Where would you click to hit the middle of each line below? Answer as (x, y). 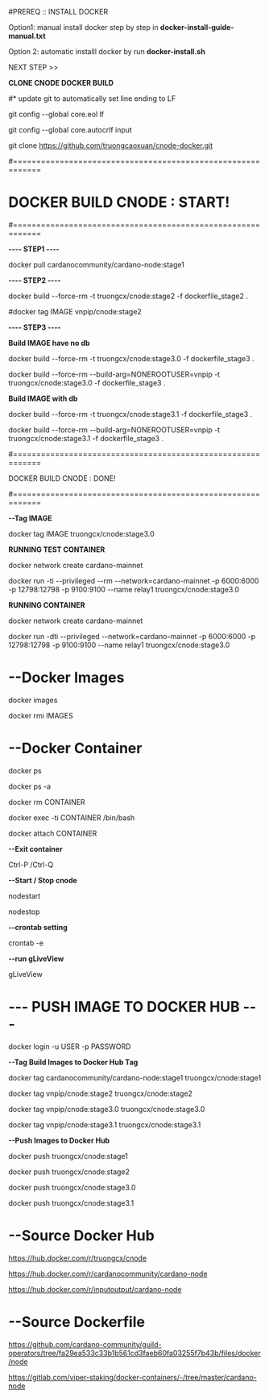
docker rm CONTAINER (47, 802)
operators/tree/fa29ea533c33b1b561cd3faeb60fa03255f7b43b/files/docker (134, 1353)
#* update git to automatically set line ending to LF (92, 99)
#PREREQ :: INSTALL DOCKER (58, 12)
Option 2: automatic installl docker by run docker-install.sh (107, 51)
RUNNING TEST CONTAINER (57, 550)
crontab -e (26, 943)
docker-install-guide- (197, 27)
